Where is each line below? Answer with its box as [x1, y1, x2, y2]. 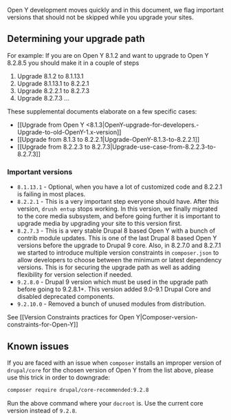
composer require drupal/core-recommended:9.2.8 [7, 386, 149, 393]
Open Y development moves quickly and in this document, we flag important [7, 6, 224, 14]
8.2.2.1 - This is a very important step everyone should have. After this [16, 198, 219, 206]
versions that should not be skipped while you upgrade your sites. [7, 13, 194, 21]
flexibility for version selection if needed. [16, 271, 133, 279]
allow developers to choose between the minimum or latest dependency [16, 256, 222, 264]
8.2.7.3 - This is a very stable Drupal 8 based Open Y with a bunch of [16, 227, 216, 235]
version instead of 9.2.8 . [7, 406, 77, 414]
